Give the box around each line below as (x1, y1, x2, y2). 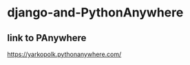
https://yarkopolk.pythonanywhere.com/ (7, 50, 122, 58)
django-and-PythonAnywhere (7, 5, 184, 21)
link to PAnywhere (7, 32, 87, 44)
